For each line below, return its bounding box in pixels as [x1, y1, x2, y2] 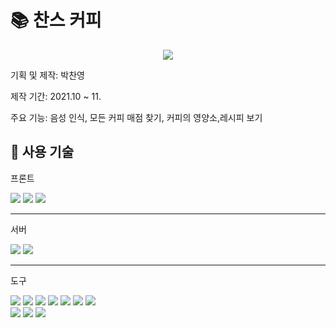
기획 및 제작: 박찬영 [10, 69, 85, 81]
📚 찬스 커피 [10, 9, 102, 32]
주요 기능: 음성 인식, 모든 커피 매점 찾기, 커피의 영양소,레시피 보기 [10, 111, 263, 123]
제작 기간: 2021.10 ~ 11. [10, 90, 102, 102]
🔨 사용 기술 [10, 144, 75, 161]
